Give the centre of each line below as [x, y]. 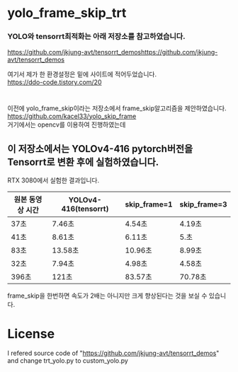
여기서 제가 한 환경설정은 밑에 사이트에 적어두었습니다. [82, 74]
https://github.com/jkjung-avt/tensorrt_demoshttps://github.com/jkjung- [113, 52]
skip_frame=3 [203, 204]
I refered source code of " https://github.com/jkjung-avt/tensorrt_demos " [113, 353]
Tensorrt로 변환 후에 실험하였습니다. [83, 162]
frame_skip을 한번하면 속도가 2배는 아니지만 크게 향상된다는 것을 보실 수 [107, 296]
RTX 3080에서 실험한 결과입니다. [53, 180]
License [31, 333]
